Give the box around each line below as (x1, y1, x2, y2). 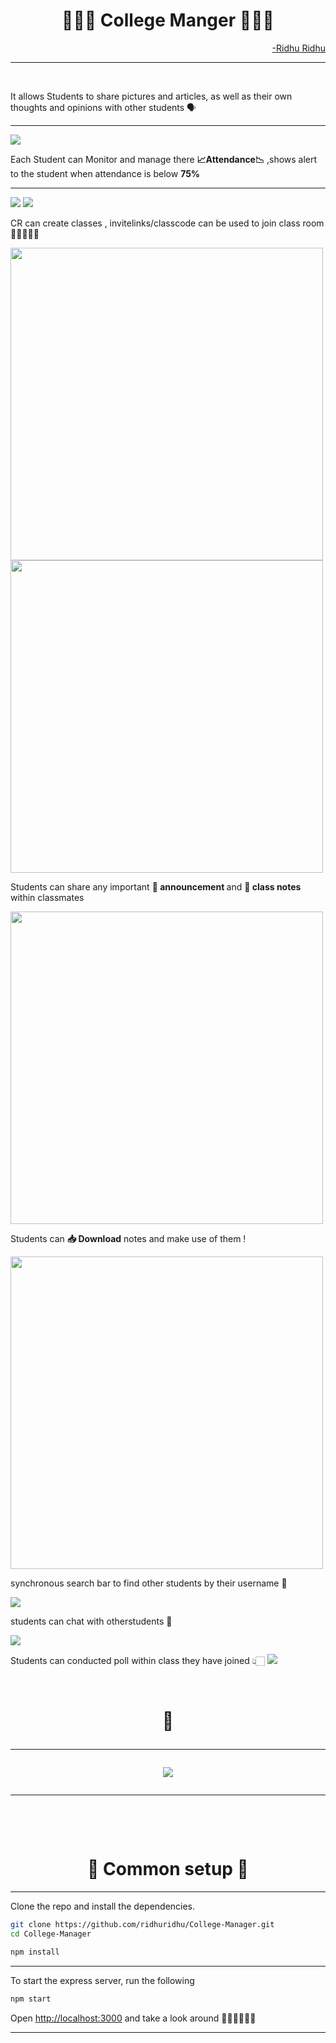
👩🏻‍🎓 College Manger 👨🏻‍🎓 (61, 9, 275, 32)
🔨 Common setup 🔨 (87, 1858, 249, 1881)
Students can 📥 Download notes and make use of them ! (10, 1232, 247, 1244)
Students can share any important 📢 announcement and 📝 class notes (10, 880, 302, 893)
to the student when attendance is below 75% (10, 167, 201, 179)
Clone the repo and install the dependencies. (10, 1900, 196, 1913)
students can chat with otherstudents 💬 (10, 1615, 173, 1627)
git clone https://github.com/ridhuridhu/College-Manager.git (10, 1920, 275, 1930)
